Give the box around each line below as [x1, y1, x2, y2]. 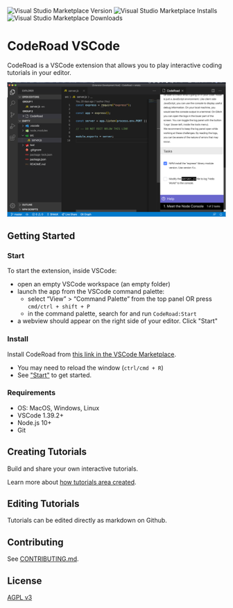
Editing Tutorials [7, 498, 80, 510]
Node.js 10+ [17, 418, 52, 426]
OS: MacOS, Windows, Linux [17, 403, 100, 412]
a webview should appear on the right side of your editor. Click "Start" [17, 317, 218, 325]
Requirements [7, 388, 56, 398]
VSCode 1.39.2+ [17, 411, 64, 419]
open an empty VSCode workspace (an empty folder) [17, 280, 171, 288]
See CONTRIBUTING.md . [7, 555, 79, 563]
